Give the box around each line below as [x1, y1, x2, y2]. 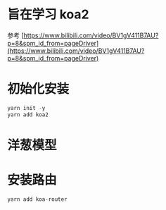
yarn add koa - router [7, 195, 68, 203]
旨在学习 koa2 [7, 6, 89, 23]
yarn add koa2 [7, 111, 49, 118]
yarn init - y [7, 104, 46, 111]
